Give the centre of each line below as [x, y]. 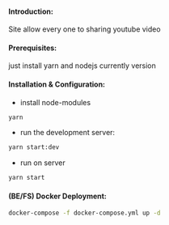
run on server [43, 163]
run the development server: [68, 133]
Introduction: [31, 11]
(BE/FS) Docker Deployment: [58, 196]
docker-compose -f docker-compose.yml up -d [84, 213]
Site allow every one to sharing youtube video [84, 29]
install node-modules [55, 102]
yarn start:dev [34, 147]
